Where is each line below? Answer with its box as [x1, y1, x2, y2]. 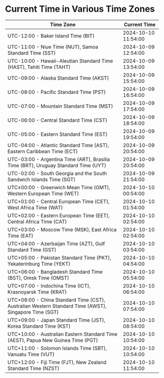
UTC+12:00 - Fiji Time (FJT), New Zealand [7, 358, 106, 365]
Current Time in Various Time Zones [5, 3, 155, 15]
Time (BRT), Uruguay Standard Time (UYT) [7, 162, 106, 169]
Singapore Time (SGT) [7, 309, 59, 315]
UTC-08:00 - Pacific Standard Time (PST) [7, 89, 106, 95]
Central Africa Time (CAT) [7, 218, 67, 225]
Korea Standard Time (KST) [7, 323, 71, 330]
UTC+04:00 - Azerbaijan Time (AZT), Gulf [7, 240, 105, 247]
